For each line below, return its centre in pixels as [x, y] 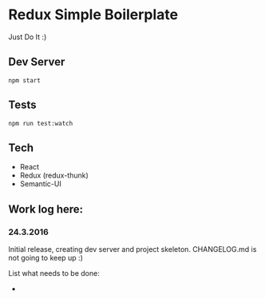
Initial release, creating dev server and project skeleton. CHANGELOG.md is [132, 249]
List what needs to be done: [54, 273]
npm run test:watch [41, 123]
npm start [25, 80]
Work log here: [46, 209]
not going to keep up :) [46, 258]
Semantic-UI [40, 184]
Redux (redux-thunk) [54, 175]
